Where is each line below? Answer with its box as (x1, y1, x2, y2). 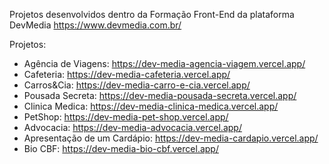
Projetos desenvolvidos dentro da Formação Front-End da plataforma (9, 9, 295, 20)
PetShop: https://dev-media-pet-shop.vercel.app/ (23, 111, 229, 123)
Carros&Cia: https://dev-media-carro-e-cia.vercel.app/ (23, 79, 251, 91)
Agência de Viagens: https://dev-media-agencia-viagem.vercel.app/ (23, 58, 306, 69)
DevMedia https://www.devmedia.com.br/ (9, 19, 182, 31)
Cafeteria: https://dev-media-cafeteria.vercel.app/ (23, 69, 231, 80)
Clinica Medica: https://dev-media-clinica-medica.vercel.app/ (23, 100, 279, 112)
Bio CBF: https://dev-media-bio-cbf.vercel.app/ (23, 143, 219, 154)
